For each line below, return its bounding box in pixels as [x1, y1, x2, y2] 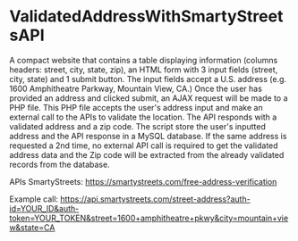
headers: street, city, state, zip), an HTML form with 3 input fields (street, [9, 64, 278, 75]
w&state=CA [9, 221, 55, 233]
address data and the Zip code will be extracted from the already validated [9, 149, 285, 160]
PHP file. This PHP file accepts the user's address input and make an [9, 102, 263, 112]
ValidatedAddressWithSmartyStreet [9, 6, 284, 27]
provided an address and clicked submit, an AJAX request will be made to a [9, 92, 288, 104]
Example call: [9, 194, 59, 204]
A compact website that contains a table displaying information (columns [9, 54, 278, 65]
